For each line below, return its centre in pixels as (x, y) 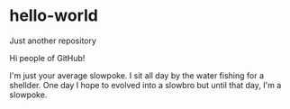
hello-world (54, 16)
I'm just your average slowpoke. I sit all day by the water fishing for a (136, 75)
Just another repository (53, 41)
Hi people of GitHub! (47, 58)
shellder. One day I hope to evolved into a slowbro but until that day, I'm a (145, 85)
